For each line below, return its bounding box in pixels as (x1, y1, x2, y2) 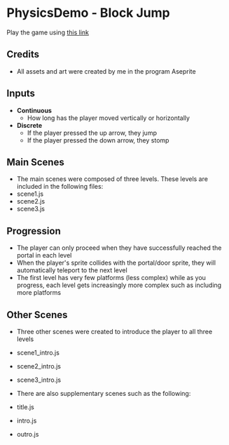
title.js (16, 403, 34, 411)
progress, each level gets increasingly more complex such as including (16, 281, 222, 289)
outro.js (16, 430, 39, 438)
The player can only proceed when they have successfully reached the (16, 244, 222, 252)
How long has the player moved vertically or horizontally (27, 114, 190, 122)
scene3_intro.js (16, 376, 61, 384)
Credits (6, 48, 40, 60)
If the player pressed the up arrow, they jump (27, 128, 157, 137)
